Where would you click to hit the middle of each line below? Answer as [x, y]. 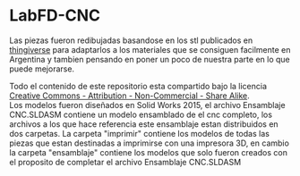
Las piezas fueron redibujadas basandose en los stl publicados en [131, 40]
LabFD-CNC [55, 16]
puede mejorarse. [42, 69]
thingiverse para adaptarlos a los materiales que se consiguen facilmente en [150, 49]
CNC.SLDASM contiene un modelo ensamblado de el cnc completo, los [141, 114]
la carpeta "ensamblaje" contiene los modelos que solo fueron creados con [149, 152]
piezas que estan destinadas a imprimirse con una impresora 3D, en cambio [149, 143]
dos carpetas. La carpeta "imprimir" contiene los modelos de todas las [140, 133]
